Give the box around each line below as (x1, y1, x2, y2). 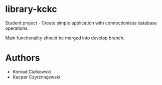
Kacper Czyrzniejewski (12, 74, 60, 80)
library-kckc (5, 3, 57, 15)
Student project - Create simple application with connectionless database (5, 20, 157, 26)
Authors (5, 52, 40, 64)
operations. (5, 25, 29, 31)
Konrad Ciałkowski (12, 69, 51, 75)
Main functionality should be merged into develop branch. (5, 35, 125, 41)
